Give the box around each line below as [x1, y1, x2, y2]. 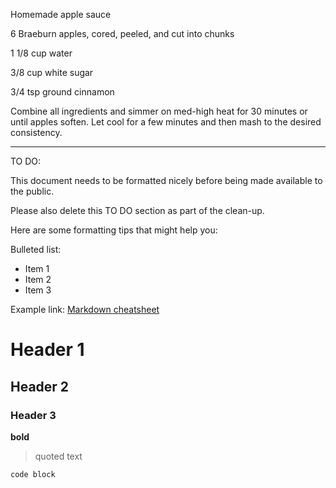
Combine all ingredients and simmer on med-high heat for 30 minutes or [10, 105, 308, 117]
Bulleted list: [10, 244, 62, 255]
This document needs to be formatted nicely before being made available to [10, 175, 323, 186]
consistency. [10, 127, 63, 138]
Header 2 [10, 378, 70, 395]
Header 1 [10, 339, 85, 361]
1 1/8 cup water [10, 47, 73, 59]
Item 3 [24, 284, 52, 296]
